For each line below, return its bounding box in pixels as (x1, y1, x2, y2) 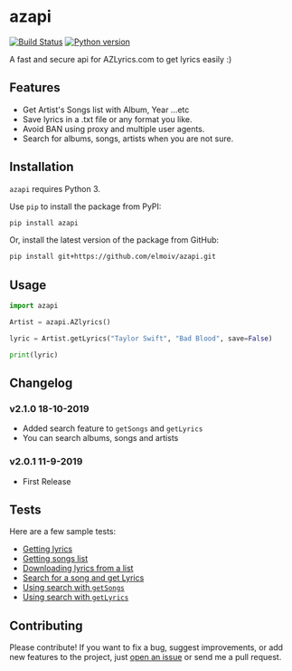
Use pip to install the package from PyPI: (9, 201, 162, 212)
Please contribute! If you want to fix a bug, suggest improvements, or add (9, 642, 283, 653)
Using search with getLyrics (22, 591, 129, 603)
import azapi (9, 302, 59, 311)
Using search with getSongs (22, 582, 125, 593)
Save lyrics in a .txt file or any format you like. (22, 113, 193, 124)
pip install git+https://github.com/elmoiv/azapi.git (9, 252, 217, 262)
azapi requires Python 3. (9, 183, 101, 194)
